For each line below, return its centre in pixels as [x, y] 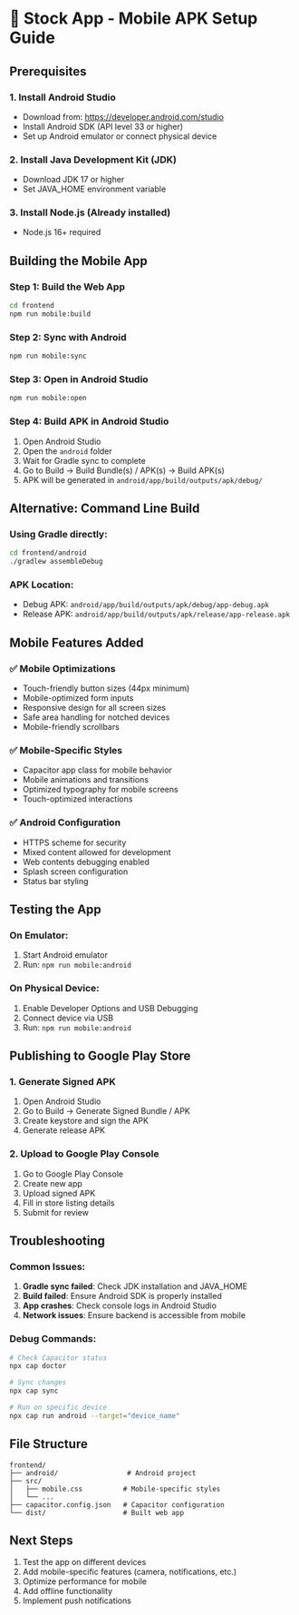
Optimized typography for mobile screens [100, 790]
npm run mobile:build [50, 314]
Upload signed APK [59, 1193]
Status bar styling [55, 881]
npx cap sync [34, 1391]
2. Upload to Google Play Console [84, 1154]
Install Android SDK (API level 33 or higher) [103, 126]
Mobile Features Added [77, 642]
